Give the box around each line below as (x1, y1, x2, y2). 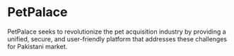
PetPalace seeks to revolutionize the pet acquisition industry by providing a (7, 27, 226, 36)
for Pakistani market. (7, 42, 68, 50)
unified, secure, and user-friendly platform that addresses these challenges (7, 34, 228, 43)
